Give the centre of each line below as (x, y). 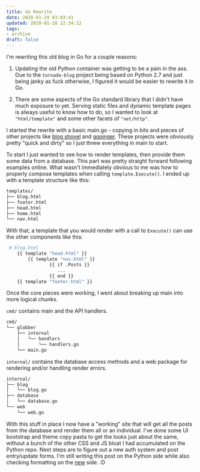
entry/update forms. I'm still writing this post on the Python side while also (98, 456)
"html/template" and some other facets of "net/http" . (82, 118)
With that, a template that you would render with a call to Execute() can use (100, 231)
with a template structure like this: (48, 180)
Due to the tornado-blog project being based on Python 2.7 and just (99, 75)
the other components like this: (44, 237)
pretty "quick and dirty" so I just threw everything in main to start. (87, 143)
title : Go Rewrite (29, 12)
